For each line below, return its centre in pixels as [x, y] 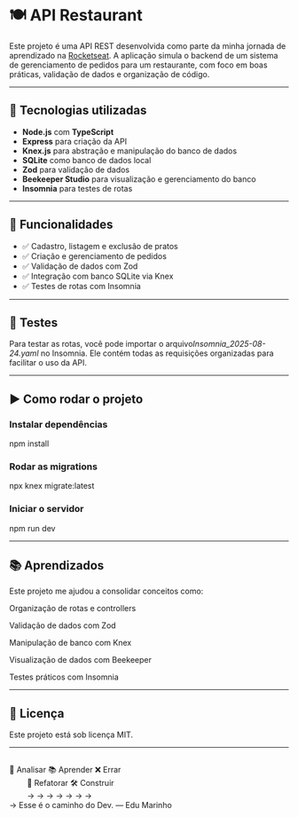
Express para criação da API [74, 141]
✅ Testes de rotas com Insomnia [82, 286]
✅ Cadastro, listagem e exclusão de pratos [100, 246]
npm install [29, 444]
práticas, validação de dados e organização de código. [110, 74]
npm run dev [32, 528]
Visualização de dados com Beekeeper [81, 660]
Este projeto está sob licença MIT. [71, 735]
